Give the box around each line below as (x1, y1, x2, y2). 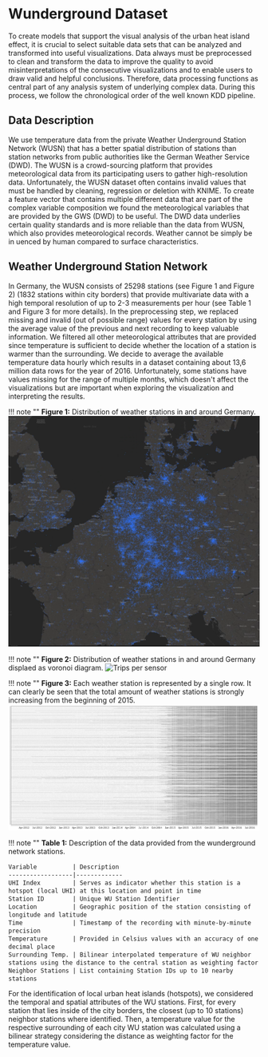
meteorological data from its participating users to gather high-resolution (8, 168, 248, 178)
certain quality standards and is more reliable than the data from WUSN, (8, 220, 245, 229)
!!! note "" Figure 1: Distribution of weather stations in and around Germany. (8, 406, 257, 416)
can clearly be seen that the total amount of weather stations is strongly (8, 687, 245, 697)
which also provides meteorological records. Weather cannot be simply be (8, 228, 253, 238)
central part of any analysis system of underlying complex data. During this (8, 81, 255, 92)
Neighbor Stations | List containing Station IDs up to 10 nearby (8, 967, 234, 975)
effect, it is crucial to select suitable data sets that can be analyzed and (8, 39, 242, 49)
